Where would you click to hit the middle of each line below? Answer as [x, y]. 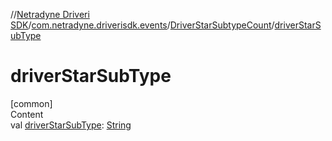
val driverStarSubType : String [71, 125]
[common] [31, 103]
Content [27, 114]
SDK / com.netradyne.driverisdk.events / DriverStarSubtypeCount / [142, 25]
